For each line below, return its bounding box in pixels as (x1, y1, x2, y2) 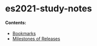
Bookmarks (12, 31, 36, 37)
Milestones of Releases (12, 36, 61, 42)
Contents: (5, 19, 26, 25)
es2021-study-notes (5, 3, 92, 14)
